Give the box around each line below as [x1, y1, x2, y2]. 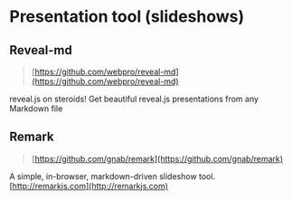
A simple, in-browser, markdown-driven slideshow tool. [9, 170, 215, 182]
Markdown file [9, 103, 63, 114]
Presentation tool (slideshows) [9, 6, 245, 27]
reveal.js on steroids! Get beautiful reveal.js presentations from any [9, 93, 259, 104]
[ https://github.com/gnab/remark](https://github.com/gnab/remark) [31, 153, 283, 164]
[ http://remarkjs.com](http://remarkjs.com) [9, 180, 169, 191]
